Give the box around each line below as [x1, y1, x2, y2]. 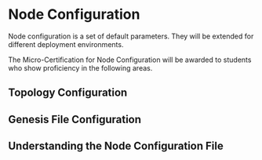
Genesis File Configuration [8, 112, 142, 126]
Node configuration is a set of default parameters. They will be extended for [8, 31, 254, 41]
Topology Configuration [8, 86, 128, 100]
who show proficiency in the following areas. [8, 63, 153, 72]
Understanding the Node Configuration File [8, 140, 224, 153]
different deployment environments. [8, 39, 124, 49]
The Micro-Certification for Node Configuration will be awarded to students [8, 55, 252, 64]
